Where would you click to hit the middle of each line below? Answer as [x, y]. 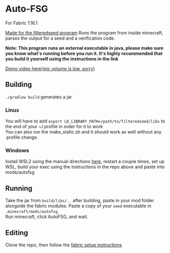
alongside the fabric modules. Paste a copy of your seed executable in [78, 206]
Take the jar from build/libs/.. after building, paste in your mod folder [80, 201]
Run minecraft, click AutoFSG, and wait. [47, 217]
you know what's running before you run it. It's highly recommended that [84, 53]
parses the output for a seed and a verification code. [60, 38]
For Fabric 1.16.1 [22, 23]
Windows [17, 150]
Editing [17, 232]
